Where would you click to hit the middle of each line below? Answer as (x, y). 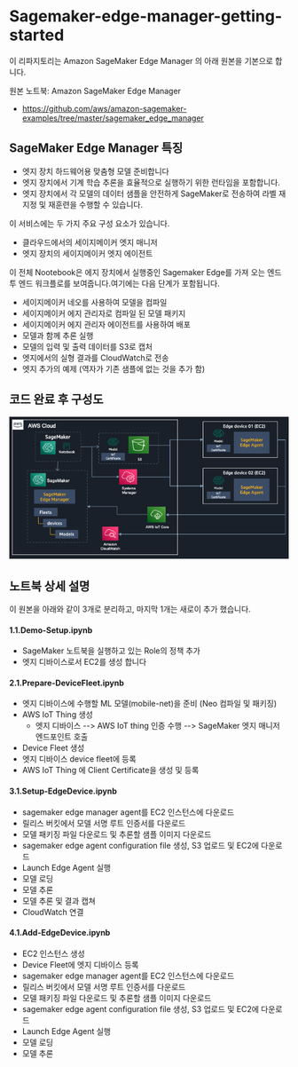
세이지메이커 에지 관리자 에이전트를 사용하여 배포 (106, 324)
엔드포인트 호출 (62, 737)
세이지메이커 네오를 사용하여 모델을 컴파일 (94, 302)
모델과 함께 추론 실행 (58, 336)
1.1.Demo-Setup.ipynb (51, 630)
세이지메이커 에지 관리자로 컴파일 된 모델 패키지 (104, 313)
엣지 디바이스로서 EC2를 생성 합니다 (84, 662)
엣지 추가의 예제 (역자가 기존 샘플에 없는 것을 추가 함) (114, 368)
